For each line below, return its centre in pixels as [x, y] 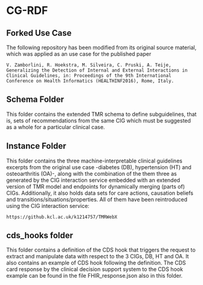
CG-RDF [27, 11]
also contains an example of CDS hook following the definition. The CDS [96, 263]
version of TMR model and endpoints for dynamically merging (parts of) [96, 186]
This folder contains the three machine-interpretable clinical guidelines [94, 161]
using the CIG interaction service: [48, 206]
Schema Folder [35, 100]
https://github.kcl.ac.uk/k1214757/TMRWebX [62, 217]
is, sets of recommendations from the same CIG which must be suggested [99, 120]
